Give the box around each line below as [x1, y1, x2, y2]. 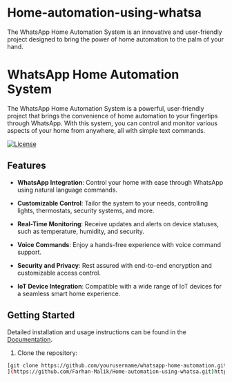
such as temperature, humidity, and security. [17, 227, 145, 235]
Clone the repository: [17, 348, 78, 357]
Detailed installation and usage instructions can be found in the [7, 327, 186, 336]
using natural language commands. [17, 185, 118, 194]
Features [7, 160, 46, 172]
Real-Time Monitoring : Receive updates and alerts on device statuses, [17, 219, 219, 228]
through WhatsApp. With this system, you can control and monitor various [7, 119, 217, 127]
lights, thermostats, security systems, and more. [17, 206, 155, 215]
